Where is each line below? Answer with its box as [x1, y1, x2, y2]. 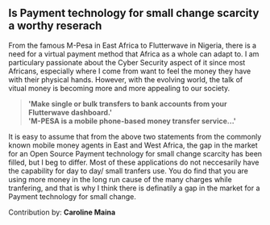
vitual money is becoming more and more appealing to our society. [8, 83, 231, 93]
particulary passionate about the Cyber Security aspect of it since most [8, 57, 246, 67]
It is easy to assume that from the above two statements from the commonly [8, 131, 262, 141]
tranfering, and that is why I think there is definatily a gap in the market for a [8, 183, 260, 193]
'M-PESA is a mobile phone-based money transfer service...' [27, 116, 236, 126]
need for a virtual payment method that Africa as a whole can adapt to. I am [8, 48, 260, 59]
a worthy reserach [8, 19, 102, 33]
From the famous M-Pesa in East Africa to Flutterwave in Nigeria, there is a [8, 40, 256, 50]
